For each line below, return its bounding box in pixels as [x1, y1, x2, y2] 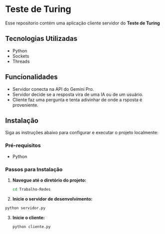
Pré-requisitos [5, 142, 41, 149]
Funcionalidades [5, 73, 58, 81]
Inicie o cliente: [12, 215, 45, 221]
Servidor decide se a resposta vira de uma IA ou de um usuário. [12, 91, 144, 97]
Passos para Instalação [5, 166, 63, 173]
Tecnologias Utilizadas [5, 34, 78, 43]
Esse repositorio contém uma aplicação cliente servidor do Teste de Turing [5, 20, 161, 26]
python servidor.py [5, 206, 46, 211]
